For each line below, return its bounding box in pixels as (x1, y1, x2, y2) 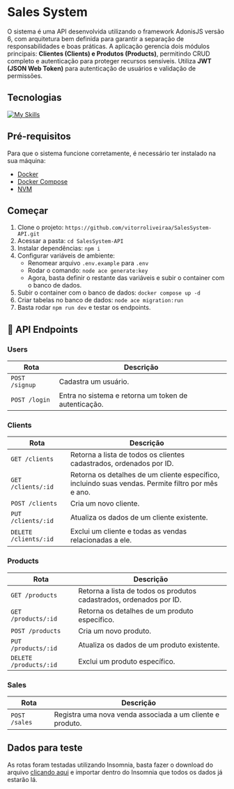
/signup (10, 381, 36, 389)
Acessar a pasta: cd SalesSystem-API (17, 237, 124, 245)
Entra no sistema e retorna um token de (58, 391, 188, 400)
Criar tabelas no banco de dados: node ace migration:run (17, 296, 184, 304)
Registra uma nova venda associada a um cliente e (54, 710, 220, 719)
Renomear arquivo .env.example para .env (27, 259, 149, 267)
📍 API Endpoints (7, 323, 79, 335)
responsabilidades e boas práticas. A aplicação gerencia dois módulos (7, 42, 210, 50)
